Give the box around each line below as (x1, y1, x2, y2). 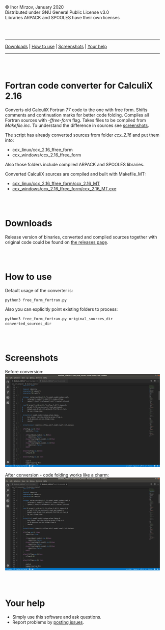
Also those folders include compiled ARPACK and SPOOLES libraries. (5, 161, 145, 167)
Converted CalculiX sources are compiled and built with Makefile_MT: (5, 171, 146, 177)
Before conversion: (5, 368, 44, 374)
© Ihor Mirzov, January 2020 (5, 4, 64, 10)
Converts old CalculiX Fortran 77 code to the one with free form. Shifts (5, 107, 148, 113)
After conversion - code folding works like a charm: (5, 472, 109, 478)
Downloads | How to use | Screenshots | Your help (5, 44, 107, 49)
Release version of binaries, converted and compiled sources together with (5, 234, 157, 240)
